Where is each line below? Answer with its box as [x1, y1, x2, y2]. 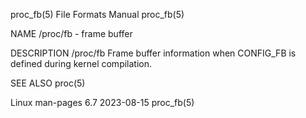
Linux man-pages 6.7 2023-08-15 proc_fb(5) [10, 97, 195, 108]
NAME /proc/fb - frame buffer [10, 28, 133, 39]
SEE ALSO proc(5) [10, 77, 86, 89]
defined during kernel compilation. [10, 58, 153, 69]
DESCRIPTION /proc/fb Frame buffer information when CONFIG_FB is [10, 47, 297, 59]
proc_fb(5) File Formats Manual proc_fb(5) [10, 9, 185, 20]
